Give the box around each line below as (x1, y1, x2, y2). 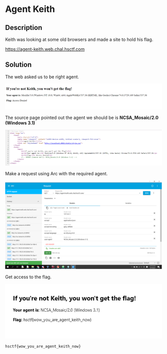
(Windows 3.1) (5, 119, 36, 125)
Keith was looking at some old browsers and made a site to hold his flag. (5, 36, 154, 42)
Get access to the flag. (5, 274, 52, 280)
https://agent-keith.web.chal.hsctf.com (5, 46, 85, 52)
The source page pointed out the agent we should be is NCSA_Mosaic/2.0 (5, 115, 159, 120)
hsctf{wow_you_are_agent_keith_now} (5, 344, 81, 349)
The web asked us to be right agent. (5, 74, 80, 80)
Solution (5, 61, 32, 69)
